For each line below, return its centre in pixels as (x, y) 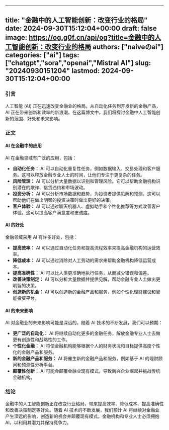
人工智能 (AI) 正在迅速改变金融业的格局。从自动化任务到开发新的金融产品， (83, 106)
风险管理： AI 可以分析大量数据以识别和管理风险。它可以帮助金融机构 (84, 181)
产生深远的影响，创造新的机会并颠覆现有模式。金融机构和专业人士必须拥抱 (82, 416)
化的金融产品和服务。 (34, 352)
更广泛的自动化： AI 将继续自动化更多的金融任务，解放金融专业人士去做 (87, 333)
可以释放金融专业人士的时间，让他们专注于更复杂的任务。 (85, 175)
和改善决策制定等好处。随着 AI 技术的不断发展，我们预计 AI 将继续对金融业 (82, 410)
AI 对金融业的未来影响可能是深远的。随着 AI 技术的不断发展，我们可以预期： (84, 323)
